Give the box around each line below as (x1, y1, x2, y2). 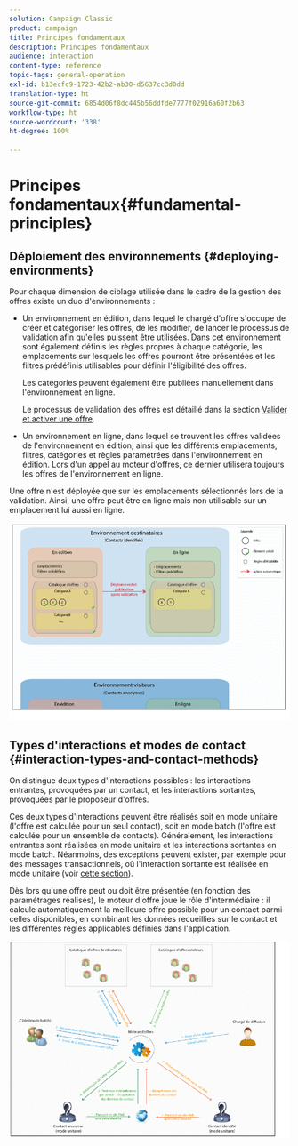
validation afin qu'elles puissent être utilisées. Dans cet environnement (21, 332, 282, 342)
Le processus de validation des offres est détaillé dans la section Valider (21, 405, 287, 414)
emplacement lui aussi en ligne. (9, 505, 125, 515)
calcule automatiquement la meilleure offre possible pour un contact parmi (9, 903, 283, 915)
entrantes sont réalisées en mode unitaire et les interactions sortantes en (9, 839, 277, 850)
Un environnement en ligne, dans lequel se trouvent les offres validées (21, 431, 282, 441)
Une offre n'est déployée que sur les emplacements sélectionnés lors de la (9, 485, 284, 496)
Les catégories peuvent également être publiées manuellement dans (21, 378, 274, 388)
